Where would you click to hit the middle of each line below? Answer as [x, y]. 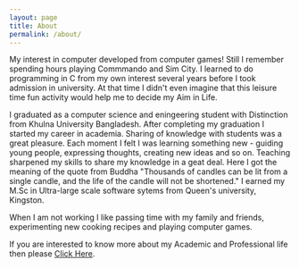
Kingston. [27, 200]
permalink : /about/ [46, 34]
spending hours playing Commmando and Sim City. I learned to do [132, 69]
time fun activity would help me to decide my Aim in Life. [113, 97]
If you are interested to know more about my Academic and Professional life [149, 244]
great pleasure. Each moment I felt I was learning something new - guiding [146, 143]
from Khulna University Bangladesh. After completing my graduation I [137, 124]
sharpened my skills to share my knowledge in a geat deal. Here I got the [143, 163]
